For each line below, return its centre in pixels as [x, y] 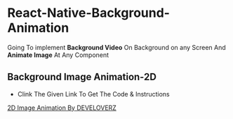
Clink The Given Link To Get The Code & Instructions [93, 94]
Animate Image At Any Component [58, 55]
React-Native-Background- [89, 13]
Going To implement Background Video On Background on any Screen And [116, 47]
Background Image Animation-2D [82, 77]
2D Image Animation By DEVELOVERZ [62, 108]
